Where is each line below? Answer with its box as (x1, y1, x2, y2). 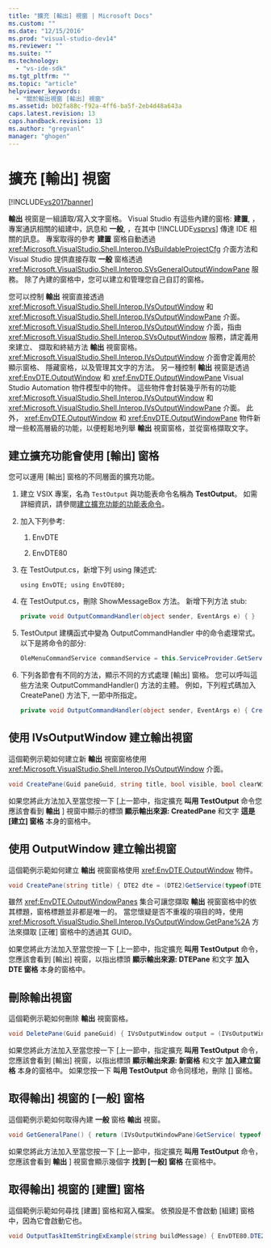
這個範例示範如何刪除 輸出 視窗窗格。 (8, 1013, 133, 1024)
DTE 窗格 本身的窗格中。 (8, 965, 90, 974)
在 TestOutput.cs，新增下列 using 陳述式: (19, 565, 157, 575)
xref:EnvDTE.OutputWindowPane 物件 (127, 413, 254, 422)
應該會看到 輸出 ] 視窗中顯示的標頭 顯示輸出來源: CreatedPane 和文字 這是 (8, 806, 256, 816)
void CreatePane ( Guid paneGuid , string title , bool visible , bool (8, 780, 236, 788)
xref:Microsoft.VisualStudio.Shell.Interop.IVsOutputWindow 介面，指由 (8, 321, 242, 332)
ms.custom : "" (8, 19, 56, 28)
